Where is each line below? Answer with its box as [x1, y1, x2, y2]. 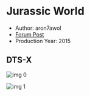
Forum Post [15, 30, 44, 38]
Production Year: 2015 [15, 37, 71, 44]
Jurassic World [6, 4, 85, 18]
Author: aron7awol [15, 24, 61, 32]
